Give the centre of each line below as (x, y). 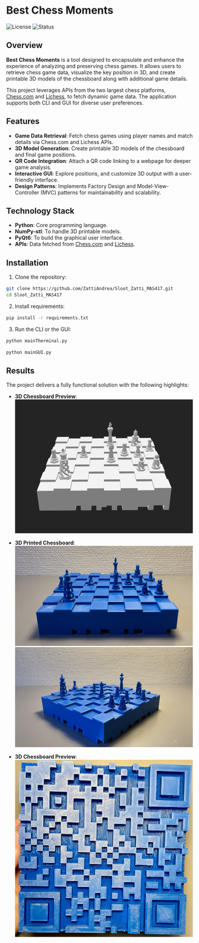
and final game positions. (46, 154)
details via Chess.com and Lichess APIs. (64, 142)
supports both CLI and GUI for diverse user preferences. (75, 103)
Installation (27, 262)
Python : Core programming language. (61, 225)
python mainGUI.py (29, 352)
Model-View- (153, 186)
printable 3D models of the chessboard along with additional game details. (97, 78)
